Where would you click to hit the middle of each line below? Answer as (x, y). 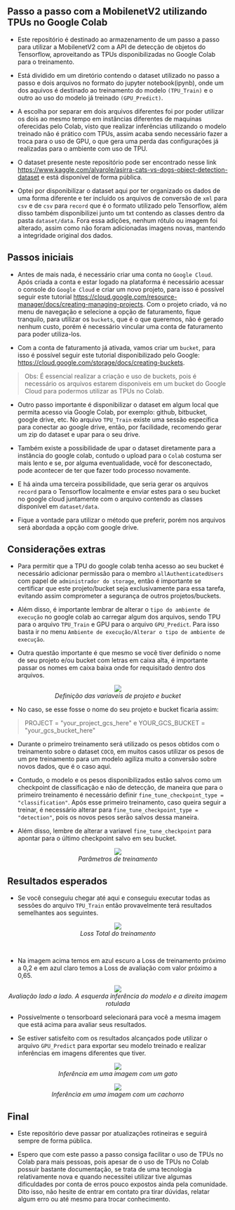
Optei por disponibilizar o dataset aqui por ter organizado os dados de (119, 190)
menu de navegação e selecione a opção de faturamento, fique (109, 311)
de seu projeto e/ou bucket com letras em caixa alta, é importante (113, 660)
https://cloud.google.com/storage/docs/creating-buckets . (101, 362)
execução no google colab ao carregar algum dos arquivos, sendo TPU (119, 617)
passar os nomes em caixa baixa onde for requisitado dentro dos (111, 668)
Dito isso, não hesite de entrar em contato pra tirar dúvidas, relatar (114, 1192)
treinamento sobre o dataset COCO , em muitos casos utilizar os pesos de (121, 752)
